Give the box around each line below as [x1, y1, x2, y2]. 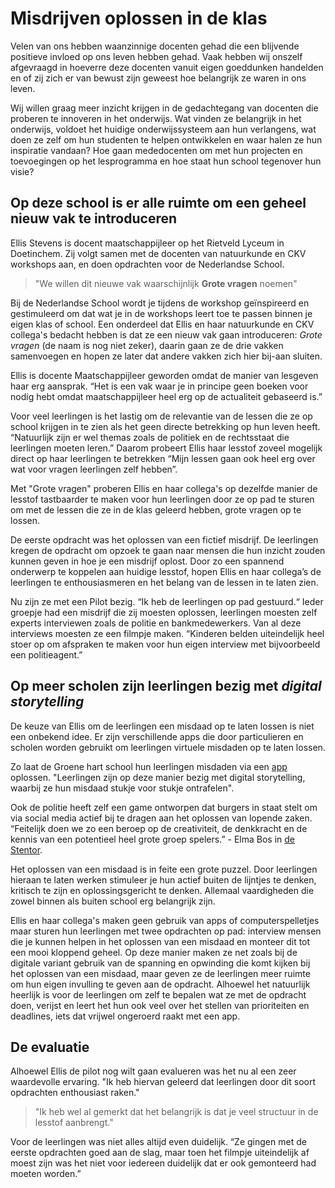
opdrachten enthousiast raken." [10, 1087, 140, 1099]
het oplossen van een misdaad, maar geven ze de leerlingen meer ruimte [10, 967, 311, 979]
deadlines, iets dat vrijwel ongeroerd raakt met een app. [10, 1010, 241, 1022]
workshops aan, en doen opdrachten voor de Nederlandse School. [10, 258, 285, 270]
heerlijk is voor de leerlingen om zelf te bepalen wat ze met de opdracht [10, 988, 307, 1001]
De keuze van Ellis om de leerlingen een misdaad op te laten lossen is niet [10, 720, 315, 732]
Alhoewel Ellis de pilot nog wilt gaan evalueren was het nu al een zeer [10, 1065, 297, 1077]
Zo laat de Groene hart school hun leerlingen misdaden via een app [10, 760, 288, 772]
